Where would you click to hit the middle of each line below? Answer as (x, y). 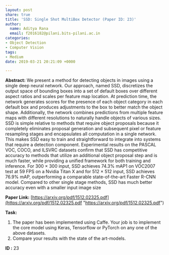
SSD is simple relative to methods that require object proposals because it (82, 123)
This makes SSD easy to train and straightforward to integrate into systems (83, 139)
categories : (18, 38)
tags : (11, 52)
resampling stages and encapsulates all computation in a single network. (81, 134)
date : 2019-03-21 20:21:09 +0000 (40, 62)
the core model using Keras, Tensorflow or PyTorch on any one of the (85, 228)
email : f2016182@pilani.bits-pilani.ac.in (55, 33)
